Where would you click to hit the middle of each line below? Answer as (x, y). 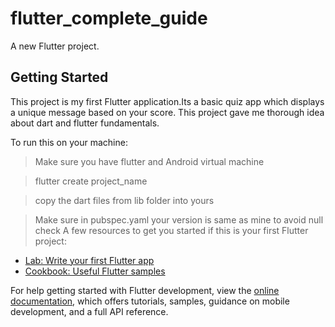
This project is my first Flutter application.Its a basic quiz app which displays (167, 101)
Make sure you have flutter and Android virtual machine (149, 161)
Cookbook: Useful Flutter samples (95, 271)
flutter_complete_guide (109, 18)
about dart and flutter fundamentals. (85, 123)
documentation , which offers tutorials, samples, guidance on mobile (150, 301)
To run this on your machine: (69, 142)
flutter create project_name (91, 181)
